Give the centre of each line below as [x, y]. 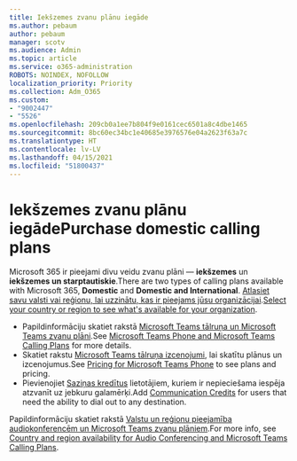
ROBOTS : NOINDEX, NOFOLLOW [59, 75]
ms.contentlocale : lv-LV [55, 149]
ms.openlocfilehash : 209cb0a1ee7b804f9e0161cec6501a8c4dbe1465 [129, 125]
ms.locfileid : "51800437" [57, 166]
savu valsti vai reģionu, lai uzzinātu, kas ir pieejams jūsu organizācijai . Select [148, 300]
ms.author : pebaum [43, 26]
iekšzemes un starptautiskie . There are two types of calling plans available [146, 281]
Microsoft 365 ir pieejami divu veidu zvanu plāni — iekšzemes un [129, 272]
